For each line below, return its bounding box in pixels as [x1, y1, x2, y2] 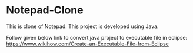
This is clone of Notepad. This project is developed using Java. [6, 23, 159, 30]
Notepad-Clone [6, 3, 84, 17]
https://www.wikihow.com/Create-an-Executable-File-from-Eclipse [6, 40, 169, 47]
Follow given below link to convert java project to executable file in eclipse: [6, 34, 188, 41]
